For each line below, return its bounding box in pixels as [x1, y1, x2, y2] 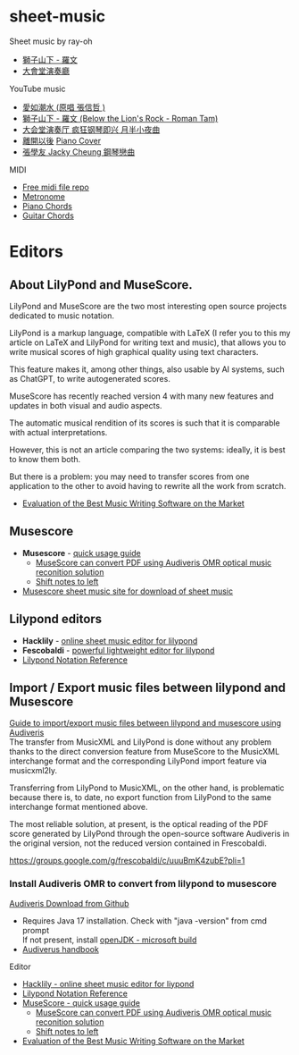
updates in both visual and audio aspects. [9, 400, 162, 410]
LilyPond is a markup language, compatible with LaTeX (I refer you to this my [9, 327, 291, 338]
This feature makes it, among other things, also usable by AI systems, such [9, 364, 286, 375]
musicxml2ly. [9, 765, 58, 776]
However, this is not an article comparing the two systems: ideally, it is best [9, 444, 286, 455]
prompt [21, 924, 50, 935]
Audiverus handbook [21, 943, 100, 954]
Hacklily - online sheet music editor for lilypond [21, 635, 198, 646]
